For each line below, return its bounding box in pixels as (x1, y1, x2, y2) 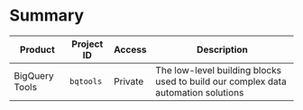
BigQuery (14, 69, 54, 81)
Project (71, 38, 104, 50)
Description (197, 43, 248, 55)
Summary (9, 5, 84, 26)
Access (114, 43, 147, 55)
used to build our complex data (155, 75, 287, 88)
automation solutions (155, 86, 244, 98)
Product (19, 43, 56, 55)
